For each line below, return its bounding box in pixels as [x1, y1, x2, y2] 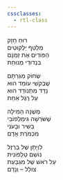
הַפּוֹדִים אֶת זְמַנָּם [7, 50, 50, 59]
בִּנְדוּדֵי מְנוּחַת [7, 58, 42, 66]
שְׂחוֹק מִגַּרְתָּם [7, 71, 42, 80]
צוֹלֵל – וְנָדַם [7, 165, 37, 173]
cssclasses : [7, 10, 42, 17]
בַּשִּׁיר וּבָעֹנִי [7, 122, 35, 130]
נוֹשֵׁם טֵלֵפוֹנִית [7, 150, 42, 158]
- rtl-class [13, 17, 48, 24]
